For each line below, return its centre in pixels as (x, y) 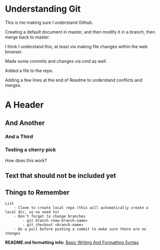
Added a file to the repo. (29, 70)
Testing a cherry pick (31, 150)
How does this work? (26, 160)
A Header (24, 105)
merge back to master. (27, 37)
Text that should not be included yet (61, 176)
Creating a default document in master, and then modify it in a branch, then (80, 32)
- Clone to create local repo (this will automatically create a (81, 208)
